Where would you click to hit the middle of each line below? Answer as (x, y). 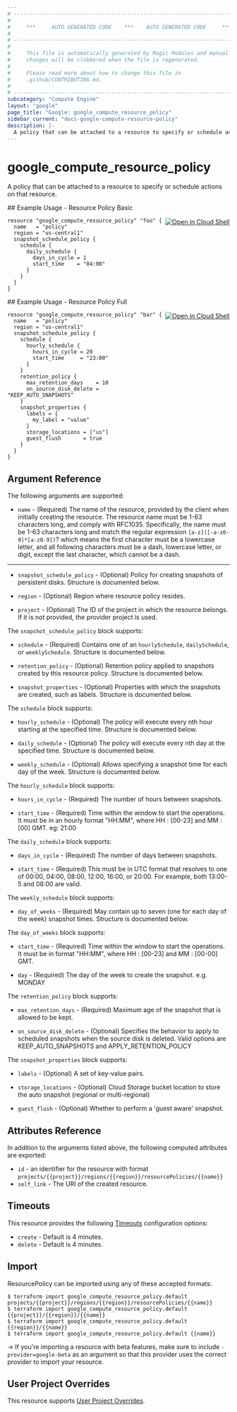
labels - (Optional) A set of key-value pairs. (81, 1073)
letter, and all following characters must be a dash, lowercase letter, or (120, 547)
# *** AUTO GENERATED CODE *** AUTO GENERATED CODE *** (120, 27)
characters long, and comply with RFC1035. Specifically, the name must (122, 524)
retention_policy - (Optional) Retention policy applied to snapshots (116, 666)
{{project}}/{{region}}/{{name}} (56, 1315)
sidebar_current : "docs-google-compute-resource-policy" (93, 119)
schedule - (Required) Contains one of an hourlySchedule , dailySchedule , (123, 645)
